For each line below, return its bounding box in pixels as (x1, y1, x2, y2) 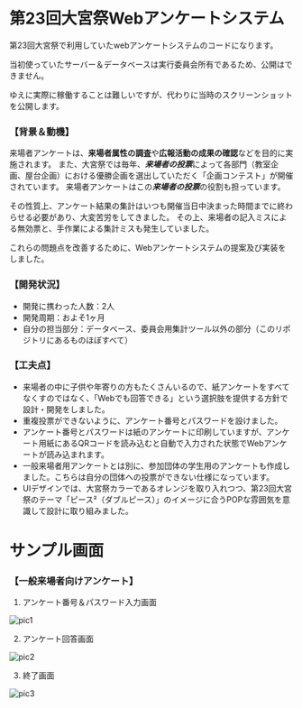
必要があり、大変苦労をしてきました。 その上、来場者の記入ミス (32, 212, 272, 223)
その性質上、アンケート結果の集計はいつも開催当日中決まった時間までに (9, 200, 278, 212)
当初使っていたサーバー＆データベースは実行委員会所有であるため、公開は (9, 59, 286, 69)
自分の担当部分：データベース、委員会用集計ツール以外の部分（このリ (22, 323, 284, 334)
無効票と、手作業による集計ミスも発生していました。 (16, 223, 215, 234)
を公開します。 (9, 100, 65, 111)
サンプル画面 (9, 540, 105, 561)
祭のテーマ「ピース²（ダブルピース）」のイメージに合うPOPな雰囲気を (22, 493, 282, 505)
